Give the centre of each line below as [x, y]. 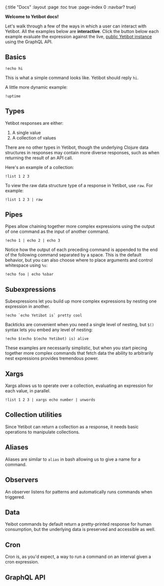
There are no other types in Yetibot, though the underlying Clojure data [77, 147]
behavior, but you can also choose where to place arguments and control [79, 260]
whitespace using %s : [27, 265]
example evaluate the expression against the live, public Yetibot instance [79, 37]
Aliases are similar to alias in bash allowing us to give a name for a [73, 459]
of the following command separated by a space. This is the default [73, 255]
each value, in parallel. [28, 391]
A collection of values [34, 138]
